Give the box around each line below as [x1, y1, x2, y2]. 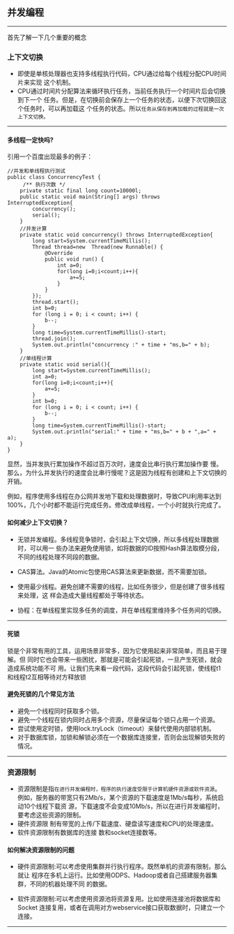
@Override [44, 250, 73, 257]
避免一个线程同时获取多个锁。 [17, 706, 103, 715]
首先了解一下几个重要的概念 [7, 33, 87, 41]
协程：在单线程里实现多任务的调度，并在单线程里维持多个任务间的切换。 [17, 606, 225, 614]
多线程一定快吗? [7, 136, 54, 144]
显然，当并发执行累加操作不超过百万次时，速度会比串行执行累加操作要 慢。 [7, 460, 223, 468]
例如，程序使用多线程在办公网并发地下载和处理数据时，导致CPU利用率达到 [7, 492, 221, 501]
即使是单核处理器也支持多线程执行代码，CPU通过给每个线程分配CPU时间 [17, 69, 226, 78]
